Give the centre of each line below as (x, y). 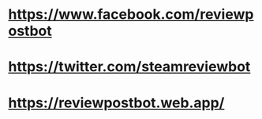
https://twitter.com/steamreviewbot (129, 67)
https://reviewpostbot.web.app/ (116, 103)
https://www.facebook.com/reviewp (131, 14)
